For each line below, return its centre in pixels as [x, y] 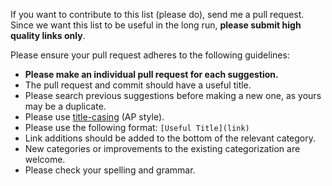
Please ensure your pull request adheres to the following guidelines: [150, 55]
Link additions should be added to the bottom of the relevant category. [170, 138]
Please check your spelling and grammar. [110, 170]
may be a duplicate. [65, 106]
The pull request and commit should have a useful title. [138, 85]
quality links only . [48, 35]
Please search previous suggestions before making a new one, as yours [173, 95]
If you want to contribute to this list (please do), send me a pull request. [157, 14]
